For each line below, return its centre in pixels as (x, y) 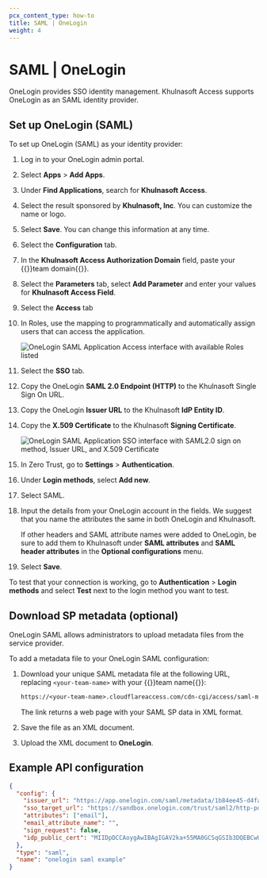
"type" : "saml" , (43, 853)
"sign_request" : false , (63, 830)
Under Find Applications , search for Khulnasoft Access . (114, 191)
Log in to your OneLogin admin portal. (82, 160)
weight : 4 (25, 30)
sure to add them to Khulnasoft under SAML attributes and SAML (128, 543)
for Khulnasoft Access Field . (68, 293)
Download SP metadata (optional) (94, 616)
